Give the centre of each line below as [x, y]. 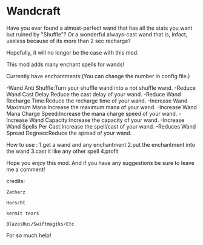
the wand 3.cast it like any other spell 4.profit [63, 151]
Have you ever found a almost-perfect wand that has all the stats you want [99, 28]
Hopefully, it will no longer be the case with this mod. [72, 52]
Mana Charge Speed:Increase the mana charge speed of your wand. [92, 113]
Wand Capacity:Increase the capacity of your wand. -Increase [107, 120]
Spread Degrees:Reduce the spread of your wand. [69, 133]
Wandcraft [33, 11]
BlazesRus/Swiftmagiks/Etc [40, 224]
